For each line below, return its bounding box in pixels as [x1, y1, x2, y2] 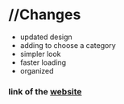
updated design [19, 32, 72, 42]
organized [19, 66, 54, 75]
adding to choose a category [19, 40, 117, 50]
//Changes [8, 6, 81, 24]
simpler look [19, 49, 62, 58]
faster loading [19, 58, 67, 67]
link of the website [8, 86, 82, 97]
